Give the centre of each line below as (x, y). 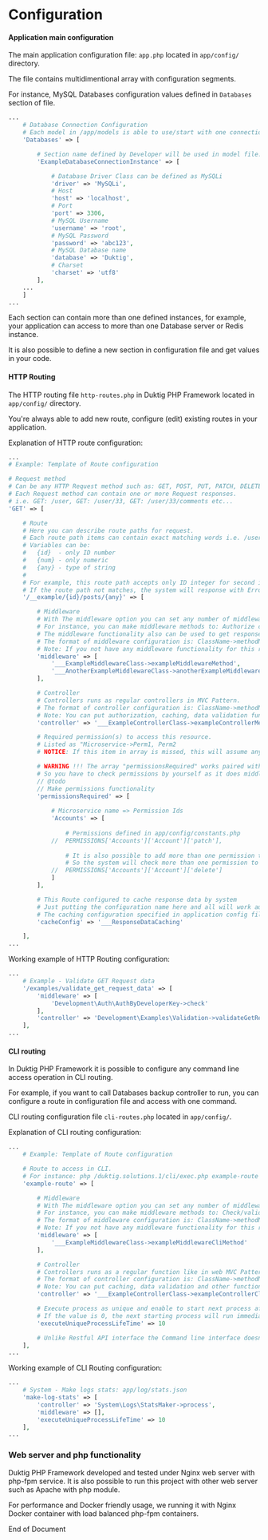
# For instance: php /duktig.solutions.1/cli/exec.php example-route (141, 1176)
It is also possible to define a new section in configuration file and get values (134, 350)
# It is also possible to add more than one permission (160, 855)
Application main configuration (61, 37)
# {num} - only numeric (66, 561)
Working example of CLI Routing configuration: (85, 1368)
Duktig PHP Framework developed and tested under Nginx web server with (132, 1472)
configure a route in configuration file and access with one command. (123, 1101)
